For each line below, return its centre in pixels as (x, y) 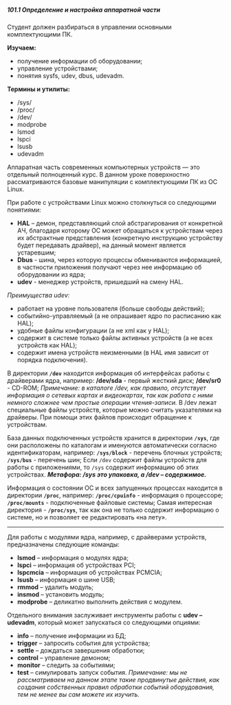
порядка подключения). (52, 359)
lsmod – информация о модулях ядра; (73, 557)
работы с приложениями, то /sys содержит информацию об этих (103, 467)
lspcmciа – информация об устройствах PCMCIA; (90, 572)
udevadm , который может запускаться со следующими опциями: (104, 622)
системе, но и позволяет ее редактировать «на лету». (87, 517)
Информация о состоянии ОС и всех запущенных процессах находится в (115, 488)
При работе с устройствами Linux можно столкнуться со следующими (112, 202)
